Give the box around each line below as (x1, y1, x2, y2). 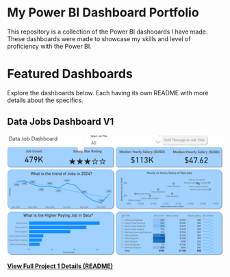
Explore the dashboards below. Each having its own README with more (7, 88, 209, 97)
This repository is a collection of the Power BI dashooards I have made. (7, 27, 208, 36)
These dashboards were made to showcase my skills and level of (7, 34, 191, 43)
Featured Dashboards (7, 67, 133, 82)
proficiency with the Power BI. (7, 42, 92, 50)
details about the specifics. (7, 96, 84, 104)
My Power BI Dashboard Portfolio (7, 5, 200, 21)
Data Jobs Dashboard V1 (7, 116, 114, 128)
